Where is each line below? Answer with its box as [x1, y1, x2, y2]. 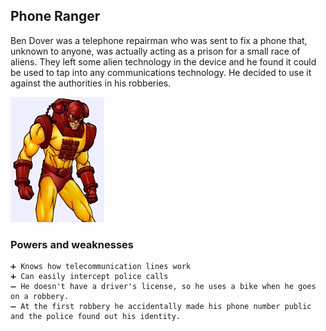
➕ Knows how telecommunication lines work [10, 262, 192, 272]
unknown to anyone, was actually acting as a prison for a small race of [10, 45, 301, 57]
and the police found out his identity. [10, 312, 182, 322]
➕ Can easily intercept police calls [10, 272, 169, 282]
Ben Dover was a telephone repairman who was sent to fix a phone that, [10, 34, 308, 46]
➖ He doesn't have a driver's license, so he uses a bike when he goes [10, 282, 317, 292]
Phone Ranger [10, 8, 101, 25]
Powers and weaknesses [10, 237, 135, 251]
